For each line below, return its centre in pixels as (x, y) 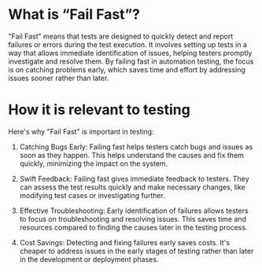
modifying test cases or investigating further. (92, 195)
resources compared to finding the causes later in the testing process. (133, 227)
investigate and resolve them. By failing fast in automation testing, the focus (131, 61)
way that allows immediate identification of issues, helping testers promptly (130, 53)
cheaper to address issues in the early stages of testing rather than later (137, 251)
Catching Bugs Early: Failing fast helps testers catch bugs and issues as (136, 146)
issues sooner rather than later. (59, 78)
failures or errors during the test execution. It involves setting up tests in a (128, 44)
